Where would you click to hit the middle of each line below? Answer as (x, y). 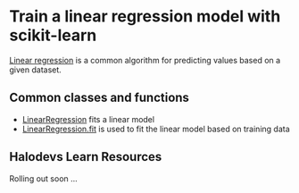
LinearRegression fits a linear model (88, 119)
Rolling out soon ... (43, 178)
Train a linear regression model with (145, 17)
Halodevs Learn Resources (86, 157)
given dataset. (36, 70)
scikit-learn (53, 35)
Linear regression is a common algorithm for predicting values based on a (145, 60)
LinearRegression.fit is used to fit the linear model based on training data (156, 129)
